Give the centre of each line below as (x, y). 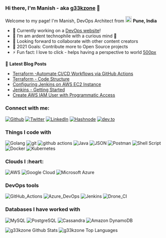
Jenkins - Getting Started (39, 90)
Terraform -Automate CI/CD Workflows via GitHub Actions (73, 74)
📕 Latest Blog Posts (26, 64)
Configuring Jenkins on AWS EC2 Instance (57, 85)
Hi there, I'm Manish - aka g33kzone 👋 (53, 8)
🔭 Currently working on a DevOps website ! (57, 31)
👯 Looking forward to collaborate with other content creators (75, 41)
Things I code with (28, 132)
